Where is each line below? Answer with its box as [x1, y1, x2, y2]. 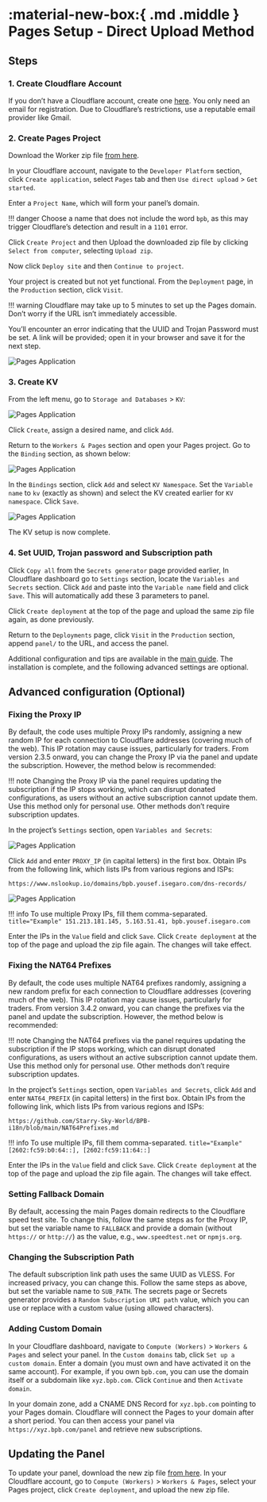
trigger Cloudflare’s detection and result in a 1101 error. [8, 222, 188, 232]
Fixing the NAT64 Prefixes [8, 960, 112, 971]
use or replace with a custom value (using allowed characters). [8, 1303, 215, 1313]
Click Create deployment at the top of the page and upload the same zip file [8, 606, 254, 616]
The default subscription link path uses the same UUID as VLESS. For [8, 1269, 235, 1280]
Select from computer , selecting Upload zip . [8, 246, 153, 256]
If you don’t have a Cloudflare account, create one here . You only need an [8, 95, 250, 105]
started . [8, 183, 36, 192]
